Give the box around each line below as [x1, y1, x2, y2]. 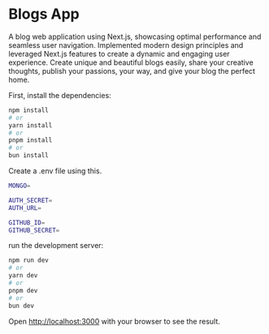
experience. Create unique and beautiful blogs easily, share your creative [8, 58, 254, 67]
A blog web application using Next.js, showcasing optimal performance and [8, 32, 262, 41]
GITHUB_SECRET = [8, 226, 60, 234]
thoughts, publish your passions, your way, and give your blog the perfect [8, 66, 256, 75]
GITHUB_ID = [8, 218, 46, 227]
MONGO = [8, 182, 31, 191]
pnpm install [8, 136, 53, 144]
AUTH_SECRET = [8, 196, 53, 204]
